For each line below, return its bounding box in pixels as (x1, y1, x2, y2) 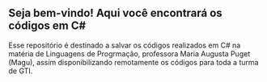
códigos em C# (8, 19, 87, 33)
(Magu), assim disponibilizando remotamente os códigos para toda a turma (8, 57, 259, 67)
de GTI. (8, 66, 33, 76)
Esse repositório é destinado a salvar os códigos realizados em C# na (8, 40, 241, 50)
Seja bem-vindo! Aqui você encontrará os (8, 6, 222, 20)
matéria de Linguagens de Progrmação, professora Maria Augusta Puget (8, 48, 251, 59)
